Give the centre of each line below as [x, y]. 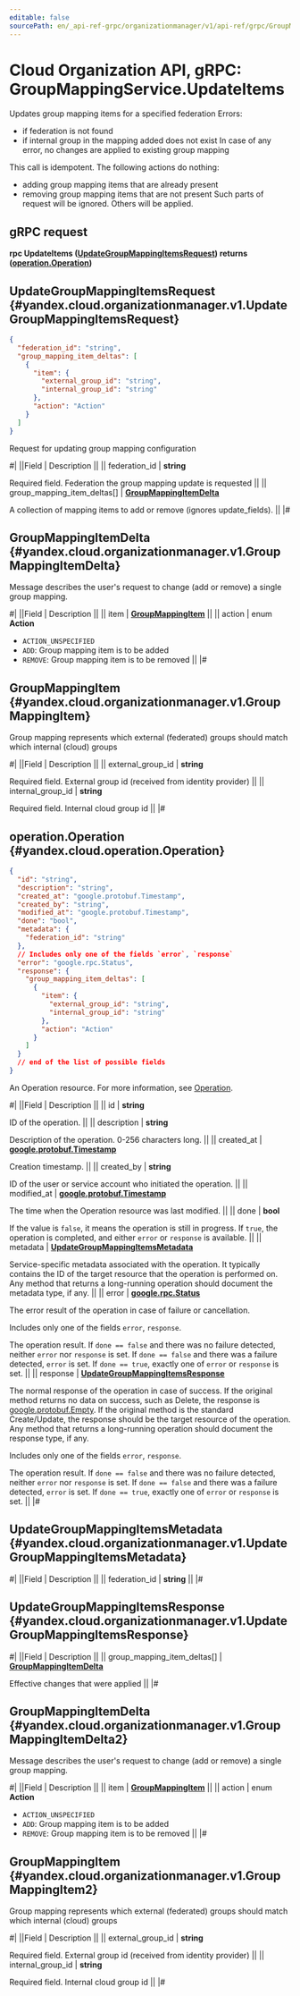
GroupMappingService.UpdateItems [147, 89]
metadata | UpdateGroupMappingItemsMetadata [101, 1247]
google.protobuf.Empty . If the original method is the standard [121, 1409]
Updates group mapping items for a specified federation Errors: [126, 114]
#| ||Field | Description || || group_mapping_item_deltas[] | [116, 1656]
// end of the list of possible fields [92, 1062]
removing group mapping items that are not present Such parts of [143, 194]
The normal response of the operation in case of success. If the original [141, 1391]
